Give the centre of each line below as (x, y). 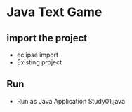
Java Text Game (54, 12)
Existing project (39, 62)
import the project (47, 38)
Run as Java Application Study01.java (71, 101)
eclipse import (38, 55)
